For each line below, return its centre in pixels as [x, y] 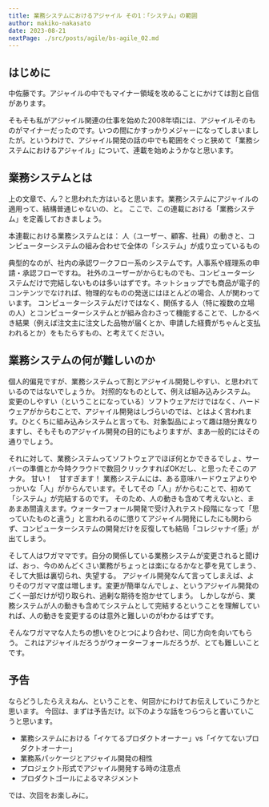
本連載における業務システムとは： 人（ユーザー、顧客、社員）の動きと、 [128, 235]
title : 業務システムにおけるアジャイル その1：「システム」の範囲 [103, 16]
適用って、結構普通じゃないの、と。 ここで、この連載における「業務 [121, 208]
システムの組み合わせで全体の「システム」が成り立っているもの [155, 246]
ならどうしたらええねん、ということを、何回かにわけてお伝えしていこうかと [134, 701]
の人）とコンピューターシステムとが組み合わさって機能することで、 [120, 312]
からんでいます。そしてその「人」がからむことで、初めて [158, 488]
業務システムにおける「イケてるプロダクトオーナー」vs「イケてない [132, 738]
